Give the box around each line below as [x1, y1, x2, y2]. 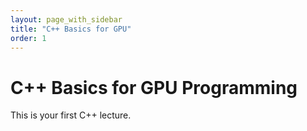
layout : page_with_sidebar [10, 14, 123, 25]
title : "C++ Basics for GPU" [10, 24, 132, 34]
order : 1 [10, 33, 47, 43]
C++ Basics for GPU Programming [10, 76, 298, 99]
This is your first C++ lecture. [10, 109, 132, 121]
